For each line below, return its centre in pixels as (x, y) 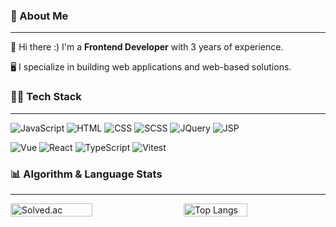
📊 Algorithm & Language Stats (86, 174)
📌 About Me (39, 16)
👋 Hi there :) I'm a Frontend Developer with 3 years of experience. (147, 47)
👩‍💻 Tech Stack (46, 97)
